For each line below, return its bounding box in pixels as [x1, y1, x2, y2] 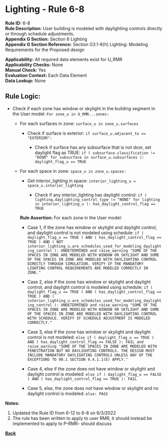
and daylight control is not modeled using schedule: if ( [27, 229, 144, 236]
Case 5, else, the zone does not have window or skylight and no [27, 385, 159, 391]
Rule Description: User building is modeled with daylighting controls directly [5, 25, 163, 31]
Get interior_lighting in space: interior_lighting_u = [27, 178, 136, 184]
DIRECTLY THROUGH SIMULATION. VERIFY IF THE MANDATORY [27, 261, 144, 266]
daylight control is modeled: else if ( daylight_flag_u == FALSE [27, 371, 162, 377]
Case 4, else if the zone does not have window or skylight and [27, 365, 156, 371]
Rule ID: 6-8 [5, 20, 30, 26]
